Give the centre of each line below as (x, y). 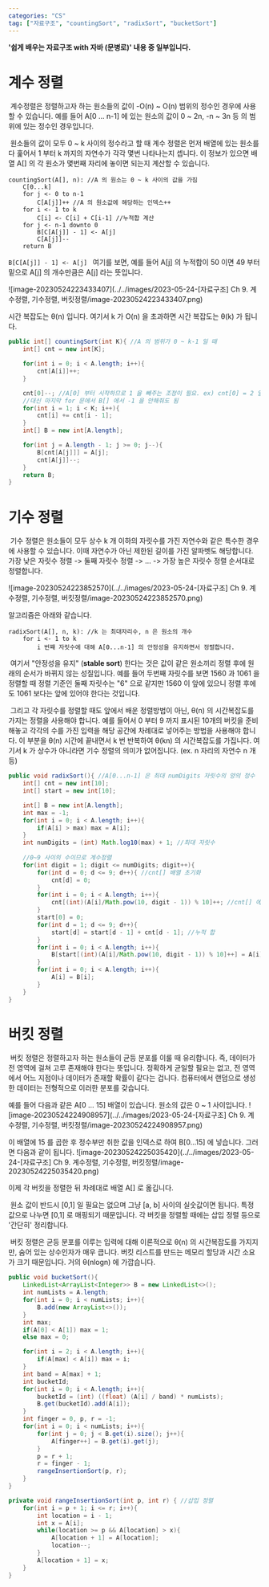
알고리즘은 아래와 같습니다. (50, 615)
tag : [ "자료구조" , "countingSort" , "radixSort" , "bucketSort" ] (113, 23)
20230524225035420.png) (54, 1171)
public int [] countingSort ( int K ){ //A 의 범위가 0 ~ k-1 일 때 (113, 342)
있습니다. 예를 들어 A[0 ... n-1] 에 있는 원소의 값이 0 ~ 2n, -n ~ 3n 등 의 (137, 116)
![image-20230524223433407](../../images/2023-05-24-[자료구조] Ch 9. (128, 289)
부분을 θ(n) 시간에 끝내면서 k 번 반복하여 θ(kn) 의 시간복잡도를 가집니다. (139, 740)
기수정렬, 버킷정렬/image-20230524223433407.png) (117, 300)
